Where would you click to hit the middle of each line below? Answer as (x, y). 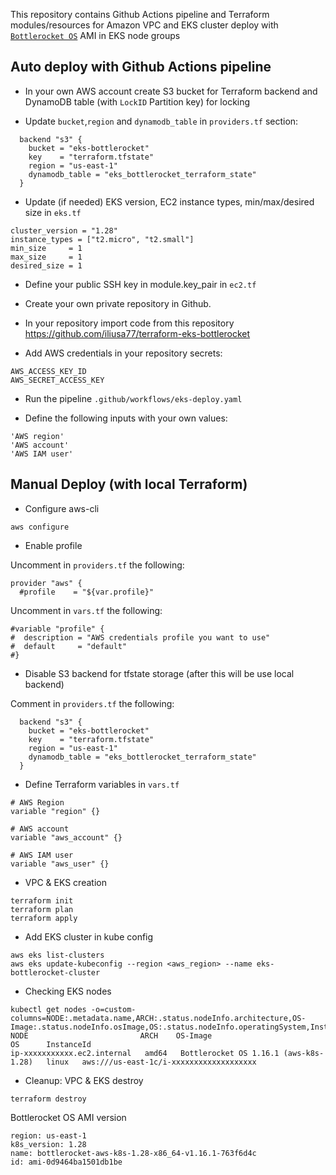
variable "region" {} (55, 811)
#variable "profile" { (57, 629)
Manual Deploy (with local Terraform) (129, 484)
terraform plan (42, 909)
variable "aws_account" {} (66, 837)
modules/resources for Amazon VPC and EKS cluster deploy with (144, 25)
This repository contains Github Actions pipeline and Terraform (140, 14)
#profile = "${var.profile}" (87, 592)
